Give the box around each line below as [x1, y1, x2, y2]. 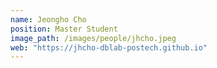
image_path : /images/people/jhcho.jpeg [10, 33, 177, 43]
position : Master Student [10, 24, 118, 34]
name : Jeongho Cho [10, 14, 87, 25]
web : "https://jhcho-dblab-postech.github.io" [10, 42, 208, 53]
